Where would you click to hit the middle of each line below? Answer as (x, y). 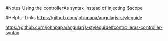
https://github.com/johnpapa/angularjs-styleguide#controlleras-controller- (84, 27)
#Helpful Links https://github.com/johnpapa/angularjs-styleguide (74, 17)
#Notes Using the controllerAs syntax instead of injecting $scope (74, 8)
